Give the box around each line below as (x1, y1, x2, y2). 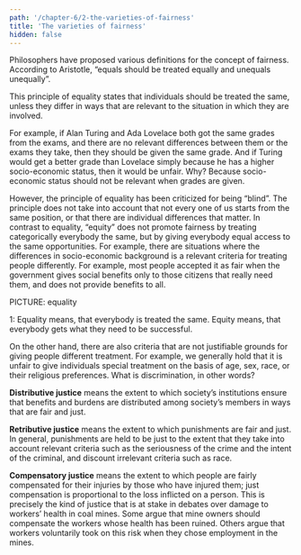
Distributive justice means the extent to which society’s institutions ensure (9, 387, 288, 398)
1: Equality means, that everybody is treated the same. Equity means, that (9, 314, 281, 325)
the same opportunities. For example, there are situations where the (9, 241, 261, 252)
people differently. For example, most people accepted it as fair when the (9, 260, 280, 271)
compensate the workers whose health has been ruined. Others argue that (9, 518, 286, 529)
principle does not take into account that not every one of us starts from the (9, 203, 290, 214)
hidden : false (9, 30, 63, 39)
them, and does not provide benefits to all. (9, 279, 166, 290)
